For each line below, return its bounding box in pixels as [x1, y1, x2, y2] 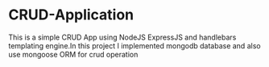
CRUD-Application [8, 6, 134, 24]
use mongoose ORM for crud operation [8, 49, 139, 59]
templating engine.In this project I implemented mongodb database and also [8, 40, 261, 50]
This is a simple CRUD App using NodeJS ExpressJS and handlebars [8, 32, 237, 42]
